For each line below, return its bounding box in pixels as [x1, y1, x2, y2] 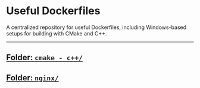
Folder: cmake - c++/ [6, 53, 83, 63]
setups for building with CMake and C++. [6, 30, 107, 37]
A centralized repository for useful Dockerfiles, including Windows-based [6, 24, 187, 31]
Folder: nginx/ [6, 73, 60, 83]
